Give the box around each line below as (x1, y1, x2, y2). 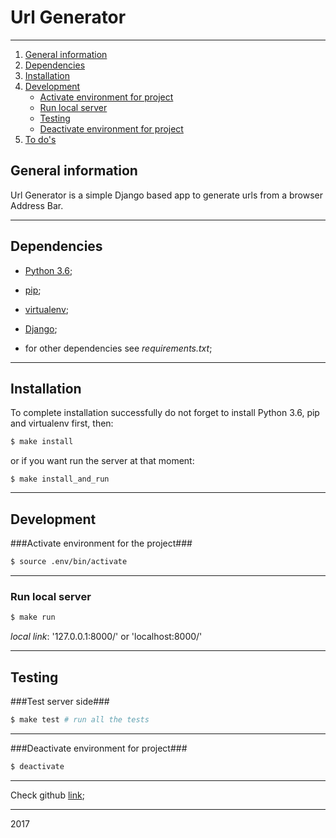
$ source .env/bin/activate (10, 557, 128, 567)
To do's (24, 133, 57, 145)
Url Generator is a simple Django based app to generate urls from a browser (10, 189, 323, 201)
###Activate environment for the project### (10, 537, 193, 550)
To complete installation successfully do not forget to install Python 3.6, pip (10, 407, 320, 419)
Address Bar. (10, 199, 64, 211)
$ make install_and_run (10, 474, 110, 485)
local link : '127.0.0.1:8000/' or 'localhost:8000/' (10, 631, 203, 643)
